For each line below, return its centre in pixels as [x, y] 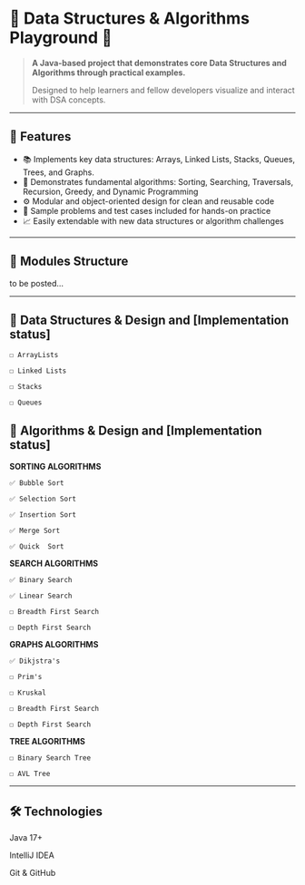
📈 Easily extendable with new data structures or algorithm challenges [153, 220]
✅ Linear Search [41, 596]
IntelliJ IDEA [32, 855]
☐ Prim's [26, 677]
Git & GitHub [33, 873]
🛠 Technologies [56, 811]
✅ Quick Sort [37, 547]
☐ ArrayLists [34, 355]
